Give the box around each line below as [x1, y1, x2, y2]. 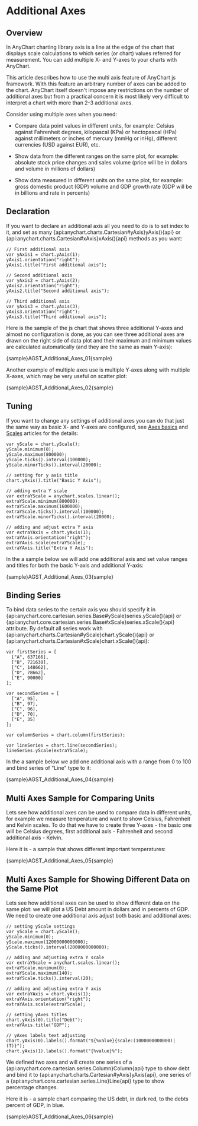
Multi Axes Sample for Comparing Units [6, 793, 155, 803]
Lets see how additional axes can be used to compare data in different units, [6, 809, 192, 816]
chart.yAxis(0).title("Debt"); [6, 1017, 83, 1023]
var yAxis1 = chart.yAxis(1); [6, 251, 81, 258]
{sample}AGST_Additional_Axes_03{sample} [6, 573, 114, 580]
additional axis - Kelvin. [6, 834, 63, 841]
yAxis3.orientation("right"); [6, 309, 81, 315]
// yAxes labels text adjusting [6, 1033, 86, 1039]
